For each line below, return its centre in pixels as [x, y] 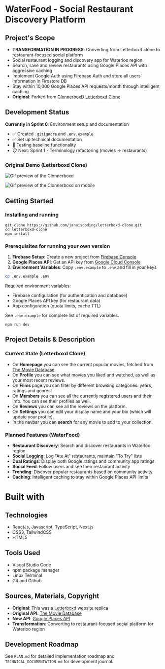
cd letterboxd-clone [26, 229]
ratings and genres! [32, 390]
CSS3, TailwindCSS [32, 532]
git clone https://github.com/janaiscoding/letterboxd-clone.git [73, 225]
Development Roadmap [42, 644]
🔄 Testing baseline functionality [44, 145]
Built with [25, 497]
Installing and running [32, 215]
